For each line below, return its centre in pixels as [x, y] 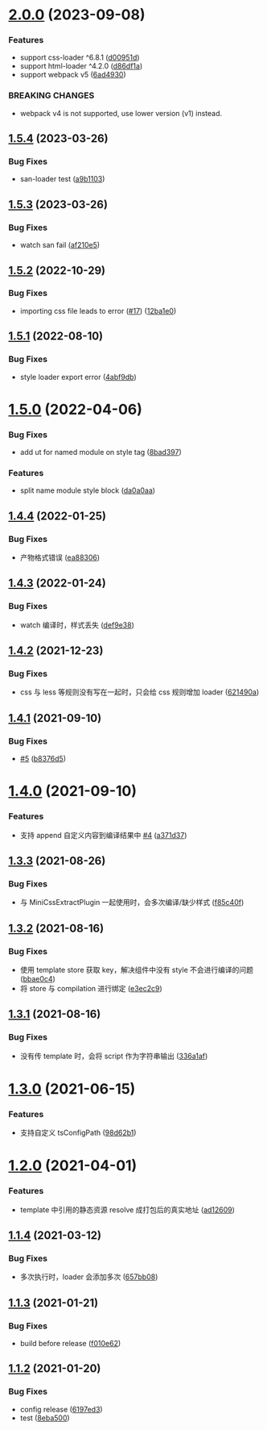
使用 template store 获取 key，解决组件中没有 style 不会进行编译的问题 [137, 969]
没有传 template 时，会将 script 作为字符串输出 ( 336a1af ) [114, 1056]
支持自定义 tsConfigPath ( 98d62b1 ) [78, 1133]
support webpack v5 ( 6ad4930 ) [73, 75]
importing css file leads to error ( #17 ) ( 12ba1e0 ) [98, 311]
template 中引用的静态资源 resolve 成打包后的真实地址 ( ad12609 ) [127, 1209]
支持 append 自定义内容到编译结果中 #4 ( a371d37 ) [103, 835]
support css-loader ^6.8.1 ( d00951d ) [80, 57]
